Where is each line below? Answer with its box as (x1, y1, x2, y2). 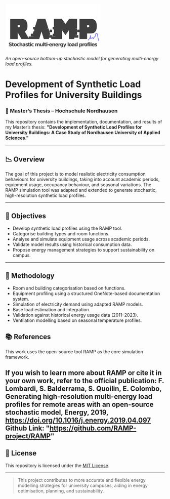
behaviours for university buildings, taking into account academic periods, (5, 176, 160, 183)
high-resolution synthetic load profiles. (5, 192, 86, 198)
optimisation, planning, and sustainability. (17, 487, 104, 494)
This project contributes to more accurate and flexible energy (17, 477, 146, 483)
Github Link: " (5, 424, 50, 432)
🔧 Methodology (5, 272, 55, 280)
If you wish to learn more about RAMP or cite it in (5, 368, 162, 377)
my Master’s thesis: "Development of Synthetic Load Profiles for (5, 124, 142, 130)
